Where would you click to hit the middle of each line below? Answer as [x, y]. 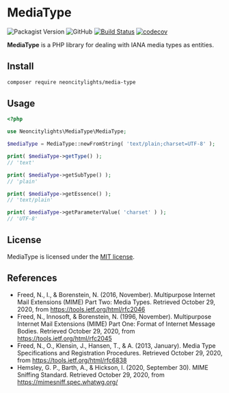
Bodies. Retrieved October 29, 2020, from [76, 331]
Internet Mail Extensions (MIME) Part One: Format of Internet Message [116, 324]
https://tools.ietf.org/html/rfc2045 [65, 338]
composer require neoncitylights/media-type [71, 82]
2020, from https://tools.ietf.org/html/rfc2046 [81, 309]
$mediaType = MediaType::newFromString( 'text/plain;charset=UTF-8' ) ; [111, 144]
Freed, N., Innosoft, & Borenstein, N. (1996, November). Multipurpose [114, 316]
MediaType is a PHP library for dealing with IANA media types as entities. [110, 45]
